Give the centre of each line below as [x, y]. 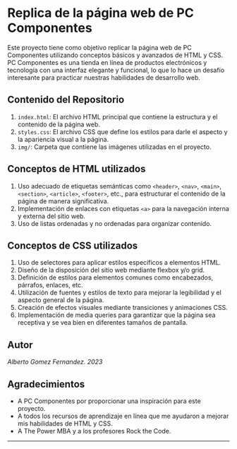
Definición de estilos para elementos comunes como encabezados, [115, 277]
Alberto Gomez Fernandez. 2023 [55, 362]
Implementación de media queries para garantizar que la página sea [116, 315]
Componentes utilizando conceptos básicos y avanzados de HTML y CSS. [115, 55]
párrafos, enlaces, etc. [50, 285]
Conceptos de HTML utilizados [77, 169]
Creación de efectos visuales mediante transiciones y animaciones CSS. [122, 308]
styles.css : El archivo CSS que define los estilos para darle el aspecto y [122, 131]
